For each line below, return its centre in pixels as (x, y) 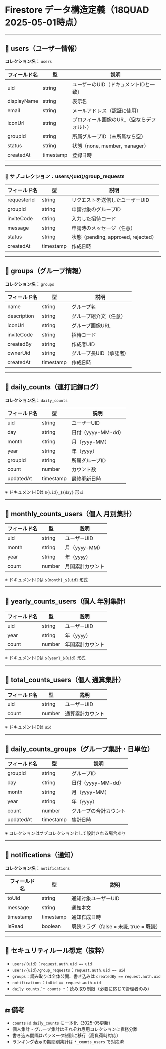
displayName (23, 101)
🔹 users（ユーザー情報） (43, 48)
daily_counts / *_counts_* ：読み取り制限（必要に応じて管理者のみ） (82, 988)
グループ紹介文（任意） (99, 316)
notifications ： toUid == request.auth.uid (57, 982)
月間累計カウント (85, 567)
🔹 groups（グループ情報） (45, 271)
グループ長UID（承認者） (100, 353)
